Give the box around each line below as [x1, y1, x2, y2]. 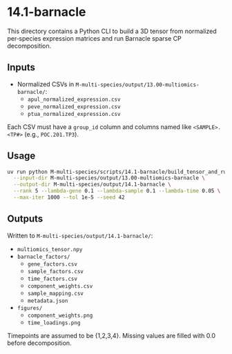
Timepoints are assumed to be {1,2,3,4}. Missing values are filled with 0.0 [7, 331, 216, 340]
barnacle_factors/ [17, 253, 70, 260]
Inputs [7, 61, 36, 73]
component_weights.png [27, 312, 93, 319]
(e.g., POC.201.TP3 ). [23, 130, 79, 138]
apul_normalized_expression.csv [27, 96, 121, 103]
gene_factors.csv [27, 260, 78, 268]
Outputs [7, 213, 43, 225]
